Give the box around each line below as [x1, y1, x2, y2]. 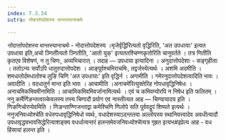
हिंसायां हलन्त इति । [7, 126, 51, 134]
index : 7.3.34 [7, 10, 48, 17]
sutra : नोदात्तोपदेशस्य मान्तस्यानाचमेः [7, 16, 83, 23]
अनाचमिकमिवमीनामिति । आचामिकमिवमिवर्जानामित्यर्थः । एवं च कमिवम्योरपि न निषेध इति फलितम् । [7, 87, 217, 96]
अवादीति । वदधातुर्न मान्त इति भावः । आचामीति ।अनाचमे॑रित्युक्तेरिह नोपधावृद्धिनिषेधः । [7, 79, 193, 87]
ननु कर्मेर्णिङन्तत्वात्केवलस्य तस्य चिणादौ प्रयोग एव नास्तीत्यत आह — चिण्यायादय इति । [7, 95, 191, 103]
